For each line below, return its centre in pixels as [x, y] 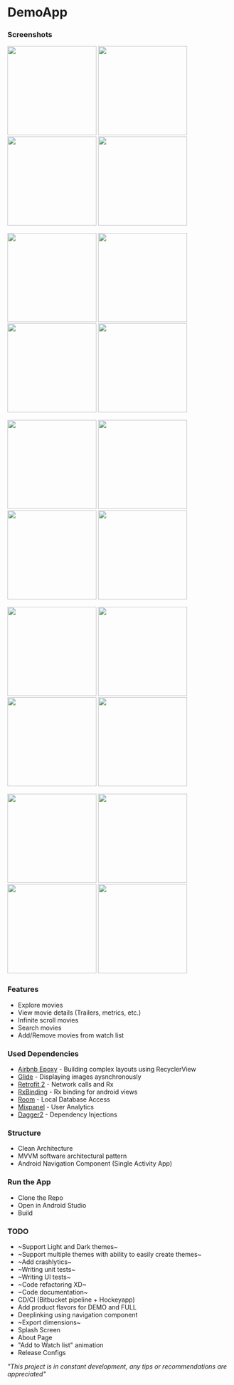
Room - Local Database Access [64, 1099]
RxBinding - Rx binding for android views [78, 1092]
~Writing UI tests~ [44, 1277]
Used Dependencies [43, 1053]
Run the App [29, 1182]
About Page [35, 1337]
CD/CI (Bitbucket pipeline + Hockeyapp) [76, 1300]
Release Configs [42, 1352]
